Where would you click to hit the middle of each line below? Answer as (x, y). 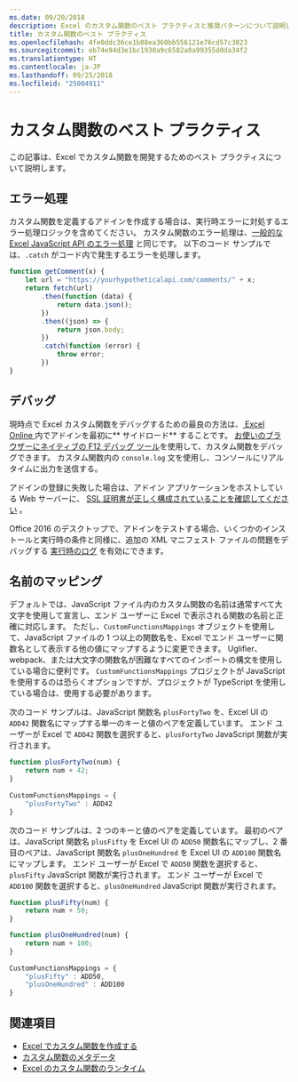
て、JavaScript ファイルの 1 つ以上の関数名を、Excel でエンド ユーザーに (142, 637)
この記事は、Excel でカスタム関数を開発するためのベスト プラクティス (137, 156)
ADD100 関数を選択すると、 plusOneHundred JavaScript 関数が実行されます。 (145, 886)
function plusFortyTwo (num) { (65, 762)
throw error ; (80, 355)
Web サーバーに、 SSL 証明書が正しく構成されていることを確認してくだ (150, 498)
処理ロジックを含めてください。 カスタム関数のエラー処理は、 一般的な (154, 233)
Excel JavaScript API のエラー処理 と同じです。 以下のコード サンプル (136, 244)
